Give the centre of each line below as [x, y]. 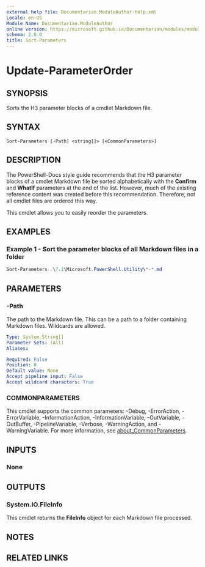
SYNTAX [23, 127]
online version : [27, 29]
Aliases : [17, 348]
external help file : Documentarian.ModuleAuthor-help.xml [81, 12]
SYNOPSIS [27, 93]
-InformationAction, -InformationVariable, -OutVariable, [112, 418]
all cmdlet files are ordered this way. [52, 201]
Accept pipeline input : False [45, 377]
